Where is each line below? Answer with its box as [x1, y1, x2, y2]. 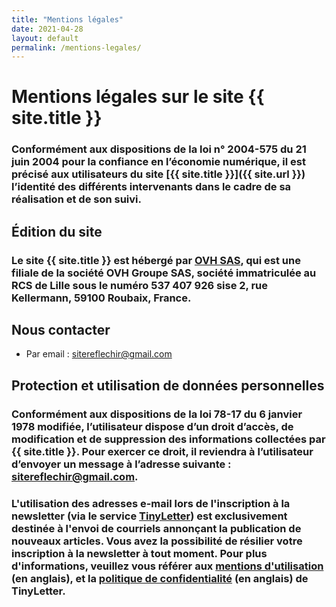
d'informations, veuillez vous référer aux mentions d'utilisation [11, 559, 324, 573]
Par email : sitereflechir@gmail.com [25, 348, 173, 360]
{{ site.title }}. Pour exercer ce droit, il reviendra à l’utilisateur [11, 444, 314, 458]
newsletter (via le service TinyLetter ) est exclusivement [11, 509, 288, 523]
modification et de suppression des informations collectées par [11, 432, 326, 446]
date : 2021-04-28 [11, 24, 84, 34]
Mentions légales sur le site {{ [11, 86, 265, 108]
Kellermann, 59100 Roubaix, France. [11, 291, 192, 305]
